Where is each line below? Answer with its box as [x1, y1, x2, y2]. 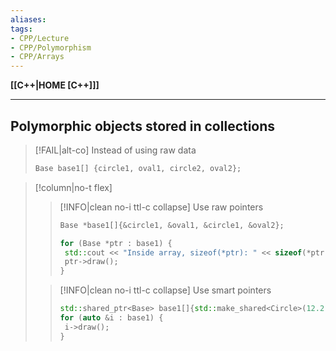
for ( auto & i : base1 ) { [59, 313, 164, 323]
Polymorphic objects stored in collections [10, 117, 276, 135]
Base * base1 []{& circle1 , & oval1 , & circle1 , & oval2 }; [59, 220, 285, 230]
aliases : [10, 14, 47, 25]
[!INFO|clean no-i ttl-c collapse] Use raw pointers [59, 201, 264, 213]
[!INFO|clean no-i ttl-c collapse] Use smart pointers [59, 284, 272, 296]
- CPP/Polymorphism [10, 42, 92, 53]
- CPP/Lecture [10, 33, 70, 43]
